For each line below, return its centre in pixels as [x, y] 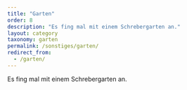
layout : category [33, 33]
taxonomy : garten [33, 40]
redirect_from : [30, 53]
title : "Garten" [31, 14]
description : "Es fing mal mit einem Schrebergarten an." [94, 27]
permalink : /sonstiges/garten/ [53, 46]
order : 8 [20, 20]
